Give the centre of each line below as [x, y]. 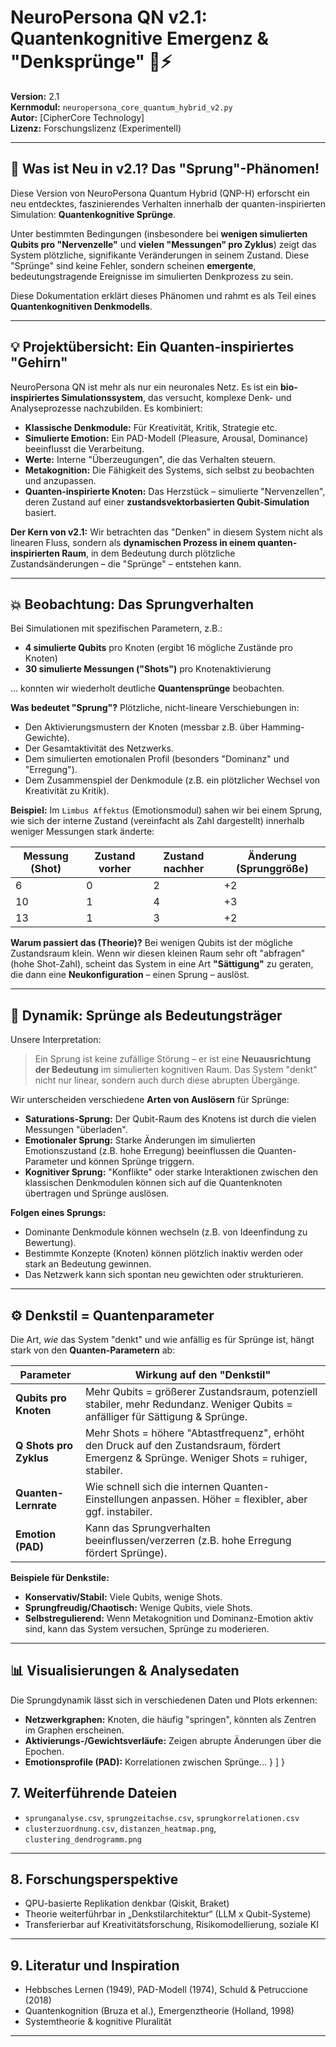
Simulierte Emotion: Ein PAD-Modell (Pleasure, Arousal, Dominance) [166, 438]
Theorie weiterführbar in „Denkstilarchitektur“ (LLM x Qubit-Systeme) [168, 1914]
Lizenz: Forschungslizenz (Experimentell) [96, 128]
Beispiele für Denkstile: [60, 1577]
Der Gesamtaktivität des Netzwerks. [99, 748]
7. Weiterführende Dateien [94, 1793]
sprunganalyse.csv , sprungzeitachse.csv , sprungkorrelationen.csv [162, 1817]
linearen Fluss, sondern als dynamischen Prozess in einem [133, 542]
